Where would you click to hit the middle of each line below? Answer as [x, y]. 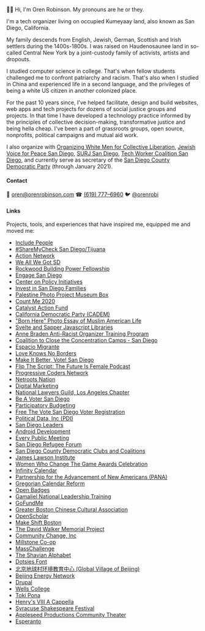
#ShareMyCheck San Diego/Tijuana [60, 249]
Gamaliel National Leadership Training [63, 497]
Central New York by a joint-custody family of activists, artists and [106, 53]
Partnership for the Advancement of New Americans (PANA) [91, 477]
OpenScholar [32, 516]
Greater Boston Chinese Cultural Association [72, 510]
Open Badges [32, 490]
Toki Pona [28, 595]
